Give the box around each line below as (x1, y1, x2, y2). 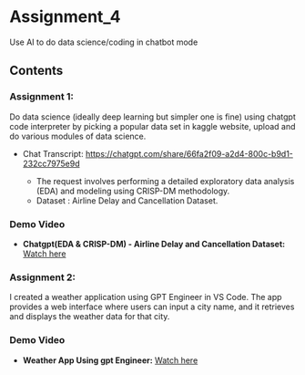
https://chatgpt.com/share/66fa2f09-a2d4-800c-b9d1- (85, 148, 294, 159)
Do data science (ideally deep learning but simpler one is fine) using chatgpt (9, 111, 296, 122)
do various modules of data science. (9, 130, 147, 141)
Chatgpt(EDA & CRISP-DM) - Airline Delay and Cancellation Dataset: (22, 238, 286, 249)
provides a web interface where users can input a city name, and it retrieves (9, 301, 295, 312)
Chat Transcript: (22, 148, 84, 159)
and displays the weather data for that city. (9, 311, 170, 322)
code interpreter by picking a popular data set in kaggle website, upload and (9, 120, 296, 131)
